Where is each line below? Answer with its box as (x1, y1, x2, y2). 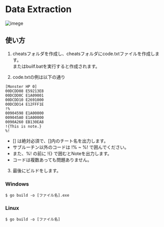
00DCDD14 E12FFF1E (5, 102, 44, 107)
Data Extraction (5, 4, 72, 15)
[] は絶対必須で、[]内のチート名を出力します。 (12, 138, 108, 144)
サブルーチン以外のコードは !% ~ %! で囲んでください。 (12, 144, 129, 150)
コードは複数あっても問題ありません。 (12, 157, 92, 163)
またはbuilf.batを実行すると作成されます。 (12, 63, 100, 69)
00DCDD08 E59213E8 (5, 88, 44, 94)
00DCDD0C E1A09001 (5, 93, 44, 98)
